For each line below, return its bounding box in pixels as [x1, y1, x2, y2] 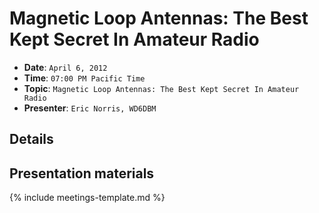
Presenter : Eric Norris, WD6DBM [23, 102, 157, 114]
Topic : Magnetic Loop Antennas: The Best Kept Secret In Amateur [23, 82, 300, 94]
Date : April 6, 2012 [23, 61, 108, 73]
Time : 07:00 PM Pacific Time [23, 72, 146, 84]
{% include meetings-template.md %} [9, 192, 166, 204]
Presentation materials [9, 165, 155, 182]
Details [9, 131, 54, 148]
